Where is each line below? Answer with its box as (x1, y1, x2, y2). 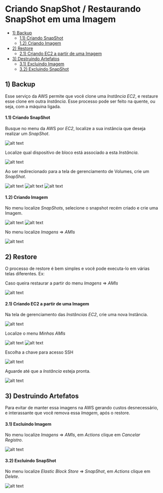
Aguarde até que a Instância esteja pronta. (5, 368, 91, 374)
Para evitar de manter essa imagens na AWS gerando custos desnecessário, (5, 404, 159, 410)
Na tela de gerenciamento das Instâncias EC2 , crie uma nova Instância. (5, 312, 148, 318)
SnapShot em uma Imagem (5, 14, 116, 25)
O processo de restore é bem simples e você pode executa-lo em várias (5, 265, 150, 271)
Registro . (5, 437, 23, 443)
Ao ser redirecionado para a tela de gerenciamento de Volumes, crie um (5, 168, 149, 174)
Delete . (5, 474, 19, 479)
